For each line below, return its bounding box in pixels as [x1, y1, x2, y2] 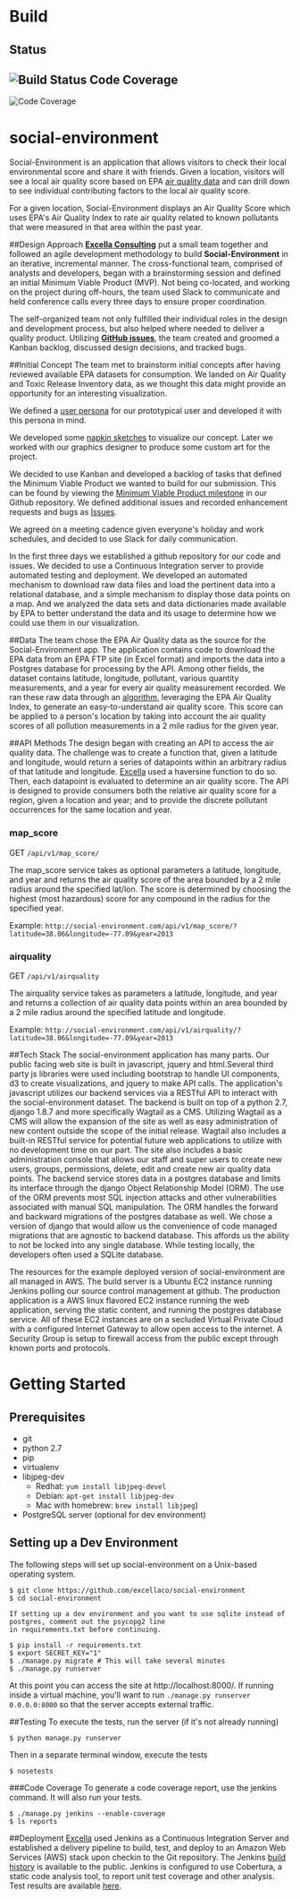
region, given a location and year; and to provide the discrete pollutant [9, 795, 268, 806]
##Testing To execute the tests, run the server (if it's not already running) [9, 1716, 279, 1727]
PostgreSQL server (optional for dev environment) [21, 1509, 207, 1519]
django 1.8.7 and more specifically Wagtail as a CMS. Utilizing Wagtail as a [9, 1106, 283, 1116]
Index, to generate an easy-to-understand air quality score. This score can [9, 701, 284, 713]
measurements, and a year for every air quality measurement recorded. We [9, 682, 286, 693]
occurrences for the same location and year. [9, 804, 172, 816]
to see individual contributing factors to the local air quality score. [9, 185, 251, 196]
